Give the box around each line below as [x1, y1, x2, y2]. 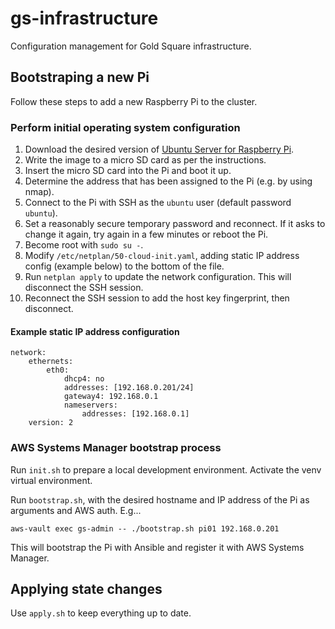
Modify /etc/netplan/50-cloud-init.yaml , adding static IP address [24, 250, 300, 262]
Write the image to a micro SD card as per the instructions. [24, 154, 267, 166]
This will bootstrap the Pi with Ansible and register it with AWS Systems [10, 541, 305, 553]
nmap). [24, 186, 55, 198]
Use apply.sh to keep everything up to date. [10, 607, 192, 619]
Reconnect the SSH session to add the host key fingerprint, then [24, 292, 290, 304]
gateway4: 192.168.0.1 [63, 392, 159, 402]
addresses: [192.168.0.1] [81, 409, 190, 419]
